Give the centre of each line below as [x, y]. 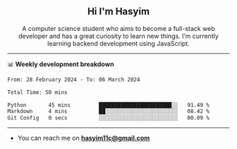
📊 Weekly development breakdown [61, 64]
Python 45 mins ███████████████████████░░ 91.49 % [109, 105]
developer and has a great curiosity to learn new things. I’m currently [119, 36]
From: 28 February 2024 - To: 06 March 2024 [74, 79]
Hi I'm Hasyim [119, 12]
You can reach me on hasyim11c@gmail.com [84, 138]
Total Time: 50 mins [38, 92]
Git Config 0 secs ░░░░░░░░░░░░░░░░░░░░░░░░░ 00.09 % [109, 118]
